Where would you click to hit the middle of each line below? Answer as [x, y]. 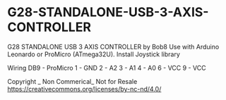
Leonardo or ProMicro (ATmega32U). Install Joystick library [94, 54]
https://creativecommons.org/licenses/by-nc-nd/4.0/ [84, 89]
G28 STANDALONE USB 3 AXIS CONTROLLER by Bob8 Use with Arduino [113, 46]
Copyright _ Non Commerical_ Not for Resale [72, 81]
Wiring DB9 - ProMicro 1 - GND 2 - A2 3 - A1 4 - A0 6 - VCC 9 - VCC [107, 68]
